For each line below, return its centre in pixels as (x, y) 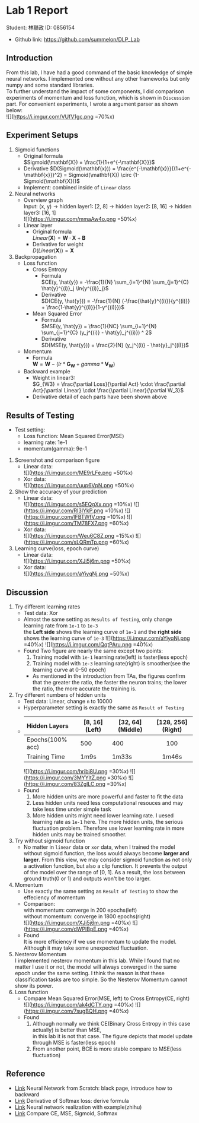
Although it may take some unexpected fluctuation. (86, 948)
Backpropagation (36, 256)
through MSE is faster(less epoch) (74, 1042)
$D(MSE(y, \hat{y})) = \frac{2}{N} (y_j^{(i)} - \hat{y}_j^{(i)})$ (115, 345)
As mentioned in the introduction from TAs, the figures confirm (109, 676)
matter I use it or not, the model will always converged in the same (96, 967)
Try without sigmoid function (50, 840)
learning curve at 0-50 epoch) (69, 670)
